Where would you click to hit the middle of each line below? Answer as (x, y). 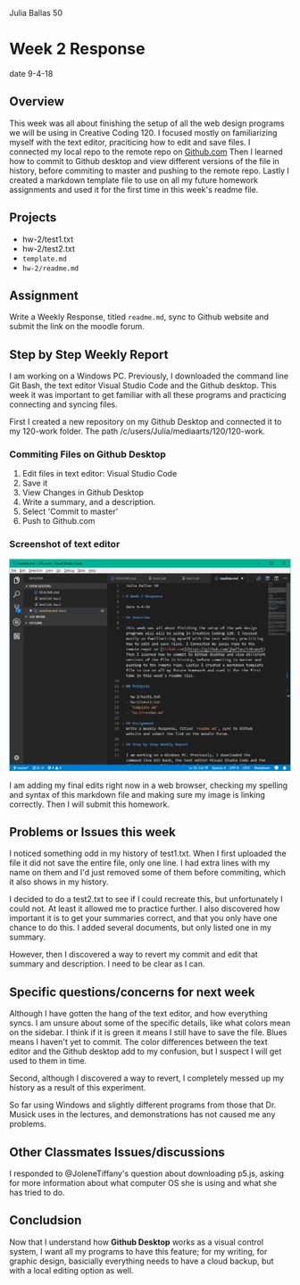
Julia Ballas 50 (36, 13)
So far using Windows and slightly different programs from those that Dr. (143, 1105)
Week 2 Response (77, 49)
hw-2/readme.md (50, 268)
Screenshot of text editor (65, 544)
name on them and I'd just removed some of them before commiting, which (148, 873)
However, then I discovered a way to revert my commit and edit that (134, 955)
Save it (35, 483)
